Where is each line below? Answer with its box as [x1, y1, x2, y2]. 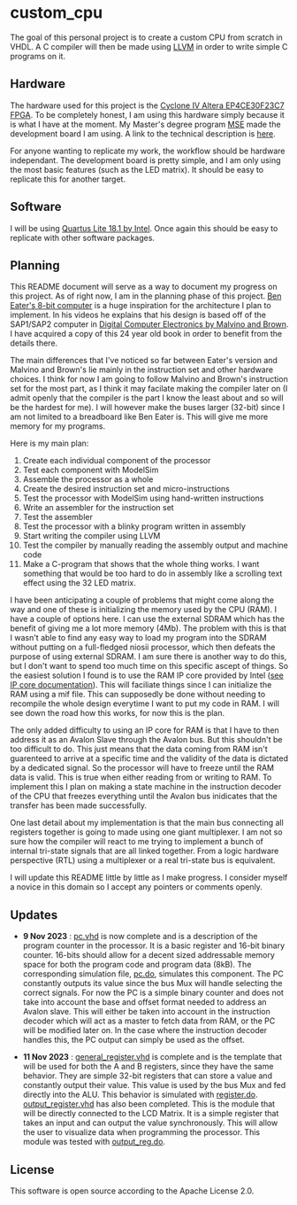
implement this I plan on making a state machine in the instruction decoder [10, 781, 282, 792]
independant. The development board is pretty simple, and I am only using [10, 154, 281, 166]
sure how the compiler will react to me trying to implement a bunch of [10, 836, 263, 847]
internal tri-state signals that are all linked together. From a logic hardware [10, 845, 279, 857]
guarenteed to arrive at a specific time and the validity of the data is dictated [10, 753, 289, 764]
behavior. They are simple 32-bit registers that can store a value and [22, 1070, 273, 1081]
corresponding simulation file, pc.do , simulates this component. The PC [22, 968, 284, 979]
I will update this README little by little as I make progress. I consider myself [10, 872, 288, 883]
